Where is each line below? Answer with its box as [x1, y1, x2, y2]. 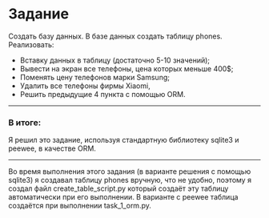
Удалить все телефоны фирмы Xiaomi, [19, 81, 151, 91]
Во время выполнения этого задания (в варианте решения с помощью [8, 167, 251, 176]
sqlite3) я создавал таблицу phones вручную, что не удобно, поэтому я [8, 176, 252, 185]
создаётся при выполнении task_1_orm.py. [8, 201, 152, 211]
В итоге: [8, 117, 42, 128]
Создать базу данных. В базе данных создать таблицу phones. [8, 31, 223, 41]
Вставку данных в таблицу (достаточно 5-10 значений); [19, 55, 211, 65]
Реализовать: [8, 39, 54, 49]
